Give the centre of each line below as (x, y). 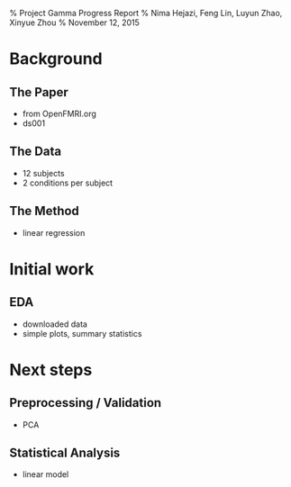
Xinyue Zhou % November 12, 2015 (74, 23)
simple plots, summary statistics (82, 333)
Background (56, 59)
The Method (44, 211)
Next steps (51, 370)
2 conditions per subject (68, 183)
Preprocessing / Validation (86, 403)
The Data (35, 152)
